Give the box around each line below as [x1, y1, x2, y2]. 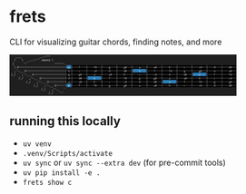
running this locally [9, 113, 121, 129]
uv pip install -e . [22, 168, 101, 178]
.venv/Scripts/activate [22, 149, 113, 158]
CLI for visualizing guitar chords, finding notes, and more [9, 36, 222, 47]
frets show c [22, 178, 73, 187]
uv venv [22, 139, 52, 149]
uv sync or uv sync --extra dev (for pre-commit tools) [22, 157, 227, 168]
